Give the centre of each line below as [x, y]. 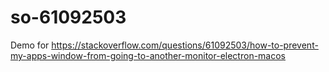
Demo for [30, 45]
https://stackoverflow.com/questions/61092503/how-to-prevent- [185, 45]
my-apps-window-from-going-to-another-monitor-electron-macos [148, 55]
